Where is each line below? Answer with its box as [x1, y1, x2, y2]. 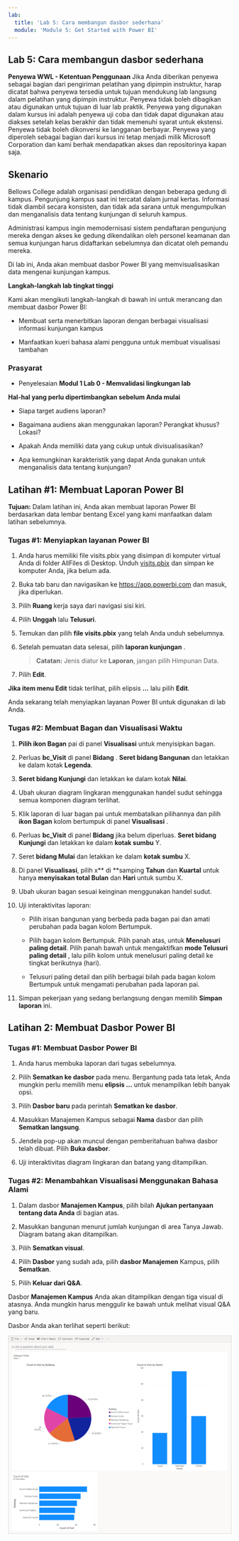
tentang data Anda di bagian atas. [18, 1208, 120, 1217]
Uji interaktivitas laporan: [18, 900, 91, 909]
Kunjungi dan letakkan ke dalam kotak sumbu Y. [18, 838, 162, 846]
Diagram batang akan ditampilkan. [18, 1229, 119, 1238]
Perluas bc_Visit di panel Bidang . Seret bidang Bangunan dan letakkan [18, 753, 229, 761]
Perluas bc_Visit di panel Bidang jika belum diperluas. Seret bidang [18, 831, 217, 839]
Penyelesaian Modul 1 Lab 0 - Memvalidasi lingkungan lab [18, 379, 191, 388]
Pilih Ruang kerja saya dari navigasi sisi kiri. [18, 601, 146, 610]
